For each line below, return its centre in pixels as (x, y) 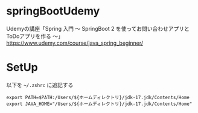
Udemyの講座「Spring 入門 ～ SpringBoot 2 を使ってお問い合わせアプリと (98, 28)
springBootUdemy (53, 11)
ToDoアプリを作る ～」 (35, 36)
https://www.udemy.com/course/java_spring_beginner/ (75, 43)
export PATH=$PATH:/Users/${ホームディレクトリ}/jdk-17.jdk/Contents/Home (98, 97)
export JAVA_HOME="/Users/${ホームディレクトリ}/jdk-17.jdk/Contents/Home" (99, 104)
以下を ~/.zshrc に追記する (40, 85)
